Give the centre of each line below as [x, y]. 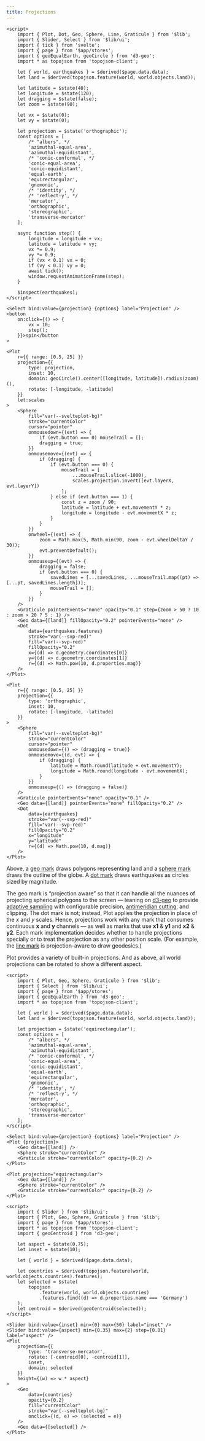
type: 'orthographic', [57, 701]
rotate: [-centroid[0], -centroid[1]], [79, 1357]
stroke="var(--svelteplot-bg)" [68, 1411]
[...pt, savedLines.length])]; [46, 583]
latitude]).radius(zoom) [167, 379]
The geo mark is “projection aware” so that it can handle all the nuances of [101, 893]
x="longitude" [46, 835]
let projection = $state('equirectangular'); [77, 1029]
